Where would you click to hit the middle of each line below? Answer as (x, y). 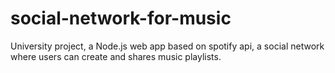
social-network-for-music (121, 18)
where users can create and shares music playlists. (116, 56)
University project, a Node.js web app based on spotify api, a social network (167, 46)
